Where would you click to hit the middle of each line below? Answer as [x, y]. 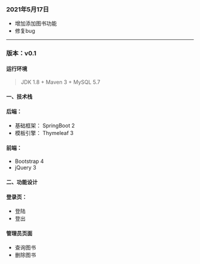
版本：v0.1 [21, 54]
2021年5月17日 [28, 9]
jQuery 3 [26, 168]
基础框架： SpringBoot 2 [45, 125]
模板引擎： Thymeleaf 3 [44, 133]
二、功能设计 [22, 182]
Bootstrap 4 [29, 161]
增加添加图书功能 [36, 23]
